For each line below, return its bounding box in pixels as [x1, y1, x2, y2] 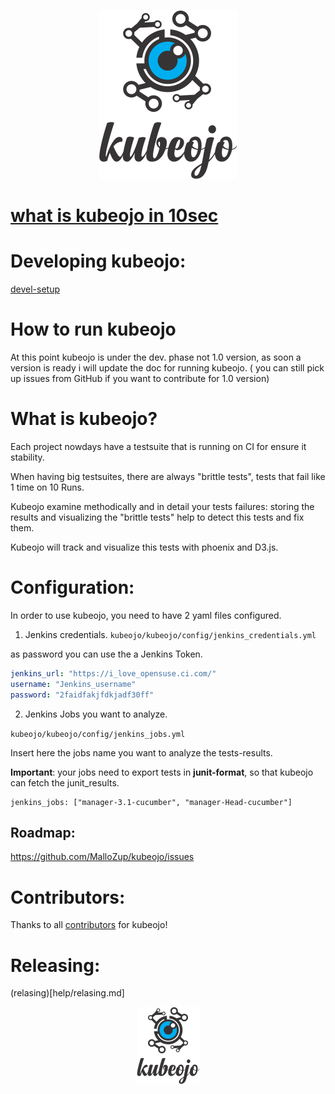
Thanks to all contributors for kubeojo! [10, 919, 168, 931]
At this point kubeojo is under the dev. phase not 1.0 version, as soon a [10, 351, 302, 364]
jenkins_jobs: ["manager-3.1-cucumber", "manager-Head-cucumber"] [10, 797, 293, 807]
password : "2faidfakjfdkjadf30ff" [10, 690, 155, 700]
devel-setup [10, 283, 61, 295]
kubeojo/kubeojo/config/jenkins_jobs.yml [10, 729, 186, 739]
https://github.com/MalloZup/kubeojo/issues [10, 851, 195, 863]
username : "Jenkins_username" [10, 679, 137, 689]
